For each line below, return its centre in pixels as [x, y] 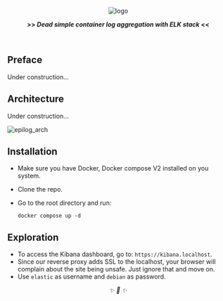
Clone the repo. [40, 189]
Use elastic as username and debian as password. [92, 276]
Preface [25, 60]
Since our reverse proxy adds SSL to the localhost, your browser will [116, 262]
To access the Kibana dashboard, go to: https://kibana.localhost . [115, 254]
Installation [32, 152]
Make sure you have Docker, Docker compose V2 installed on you [113, 168]
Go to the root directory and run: [64, 203]
